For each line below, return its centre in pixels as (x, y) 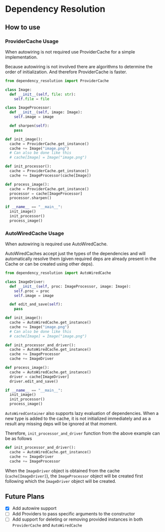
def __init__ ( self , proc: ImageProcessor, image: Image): (70, 286)
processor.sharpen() (31, 198)
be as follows (18, 439)
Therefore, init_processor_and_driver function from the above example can (82, 433)
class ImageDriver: (25, 282)
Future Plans (25, 496)
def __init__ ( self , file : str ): (43, 94)
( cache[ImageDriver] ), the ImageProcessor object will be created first (74, 476)
